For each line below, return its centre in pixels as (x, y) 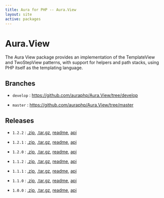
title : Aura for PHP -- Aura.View (41, 10)
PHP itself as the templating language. (44, 68)
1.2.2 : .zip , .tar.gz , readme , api (44, 132)
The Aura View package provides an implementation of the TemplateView (80, 57)
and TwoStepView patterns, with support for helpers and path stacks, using (82, 63)
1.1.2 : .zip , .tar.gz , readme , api (44, 161)
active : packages (23, 19)
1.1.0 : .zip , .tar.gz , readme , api (44, 180)
